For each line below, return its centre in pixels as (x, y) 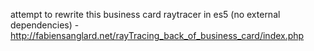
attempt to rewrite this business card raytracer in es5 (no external (145, 14)
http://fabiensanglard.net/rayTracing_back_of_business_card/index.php (157, 35)
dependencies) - (45, 25)
